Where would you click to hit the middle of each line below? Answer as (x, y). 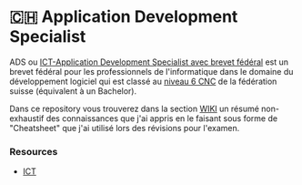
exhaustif (27, 118)
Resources (34, 151)
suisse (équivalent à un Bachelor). (73, 91)
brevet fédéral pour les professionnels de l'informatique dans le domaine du (151, 71)
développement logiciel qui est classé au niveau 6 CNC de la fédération (143, 81)
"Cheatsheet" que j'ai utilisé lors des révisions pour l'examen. (125, 128)
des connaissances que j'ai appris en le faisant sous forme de (162, 118)
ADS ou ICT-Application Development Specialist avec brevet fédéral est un (149, 62)
